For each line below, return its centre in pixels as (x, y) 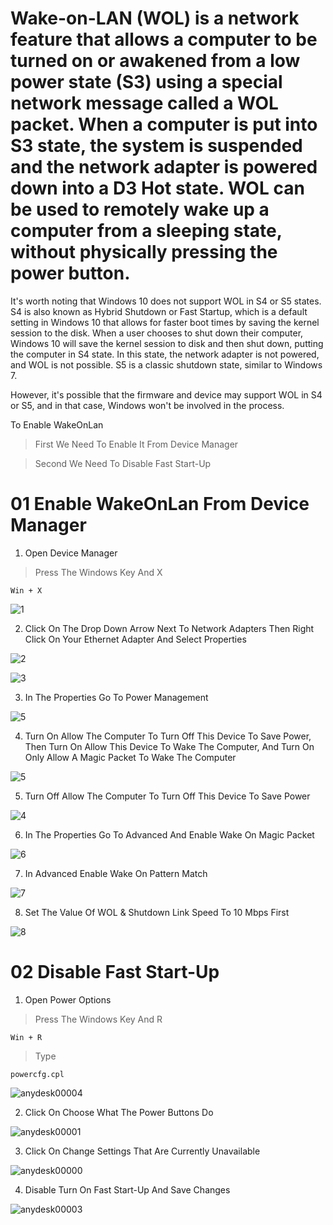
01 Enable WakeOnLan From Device (160, 504)
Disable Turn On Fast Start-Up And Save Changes (127, 1189)
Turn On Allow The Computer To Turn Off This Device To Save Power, (168, 736)
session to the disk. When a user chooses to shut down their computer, (157, 333)
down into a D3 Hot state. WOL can (157, 188)
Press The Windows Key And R (98, 1019)
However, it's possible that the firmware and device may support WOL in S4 (166, 394)
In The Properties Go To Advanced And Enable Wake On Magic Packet (169, 834)
